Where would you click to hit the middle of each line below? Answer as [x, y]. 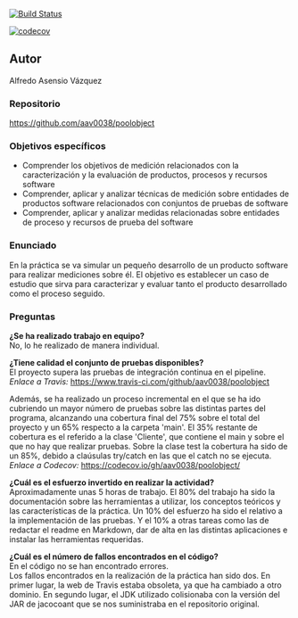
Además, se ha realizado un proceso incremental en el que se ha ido [135, 399]
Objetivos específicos [58, 146]
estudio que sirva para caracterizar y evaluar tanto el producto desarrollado [148, 284]
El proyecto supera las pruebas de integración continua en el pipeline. [137, 372]
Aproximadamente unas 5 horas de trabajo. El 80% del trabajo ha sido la [142, 492]
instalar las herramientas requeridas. [77, 539]
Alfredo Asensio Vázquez [56, 80]
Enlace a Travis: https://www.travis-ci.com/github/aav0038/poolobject [140, 382]
